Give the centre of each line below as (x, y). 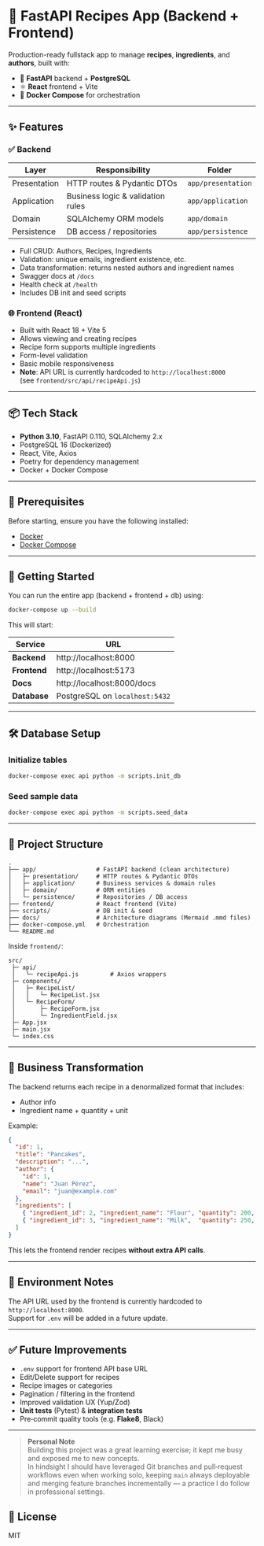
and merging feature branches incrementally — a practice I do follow (138, 1484)
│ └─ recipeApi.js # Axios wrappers (89, 974)
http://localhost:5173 (95, 671)
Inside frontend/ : (36, 946)
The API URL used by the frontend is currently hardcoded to (105, 1301)
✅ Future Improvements (68, 1350)
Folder (220, 170)
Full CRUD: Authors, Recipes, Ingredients (86, 250)
